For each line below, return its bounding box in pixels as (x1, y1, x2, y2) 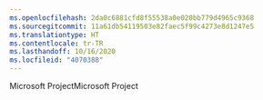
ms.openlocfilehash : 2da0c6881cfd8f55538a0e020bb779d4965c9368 (9, 13, 255, 23)
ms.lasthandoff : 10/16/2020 (9, 47, 116, 56)
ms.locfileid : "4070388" (9, 55, 104, 65)
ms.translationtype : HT (9, 30, 100, 39)
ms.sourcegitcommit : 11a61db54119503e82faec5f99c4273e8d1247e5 (9, 22, 255, 31)
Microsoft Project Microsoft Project (9, 81, 138, 91)
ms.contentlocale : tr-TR (9, 38, 104, 48)
